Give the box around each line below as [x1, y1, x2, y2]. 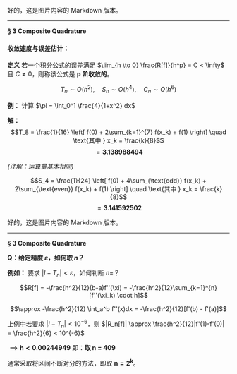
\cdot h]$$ [116, 291, 148, 300]
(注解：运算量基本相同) [7, 162, 74, 171]
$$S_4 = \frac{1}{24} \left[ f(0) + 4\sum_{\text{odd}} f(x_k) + [30, 176, 207, 185]
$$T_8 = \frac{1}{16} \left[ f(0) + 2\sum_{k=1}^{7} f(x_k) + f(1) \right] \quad [10, 128, 227, 136]
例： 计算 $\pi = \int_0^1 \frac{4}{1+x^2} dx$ [7, 101, 136, 109]
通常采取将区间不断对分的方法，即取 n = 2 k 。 [7, 357, 140, 367]
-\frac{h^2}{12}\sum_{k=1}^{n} [129, 284, 217, 292]
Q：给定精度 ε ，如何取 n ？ [7, 253, 85, 262]
